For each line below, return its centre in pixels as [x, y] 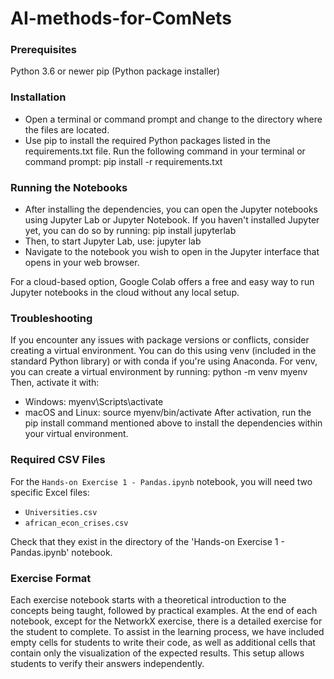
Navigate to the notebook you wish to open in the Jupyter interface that [172, 252]
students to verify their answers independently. [107, 663]
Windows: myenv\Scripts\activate [94, 402]
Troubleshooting [51, 318]
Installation [38, 97]
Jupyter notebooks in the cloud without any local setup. [125, 293]
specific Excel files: [50, 492]
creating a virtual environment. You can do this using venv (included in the [163, 351]
